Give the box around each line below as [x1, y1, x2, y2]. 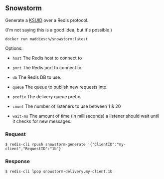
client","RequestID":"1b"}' [5, 147, 64, 152]
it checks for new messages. [12, 118, 72, 124]
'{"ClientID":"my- [87, 142, 126, 147]
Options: [5, 45, 23, 51]
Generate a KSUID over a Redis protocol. [5, 17, 89, 23]
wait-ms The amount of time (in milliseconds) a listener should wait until [12, 113, 160, 119]
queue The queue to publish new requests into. [12, 84, 108, 90]
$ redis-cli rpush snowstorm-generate [5, 142, 86, 147]
